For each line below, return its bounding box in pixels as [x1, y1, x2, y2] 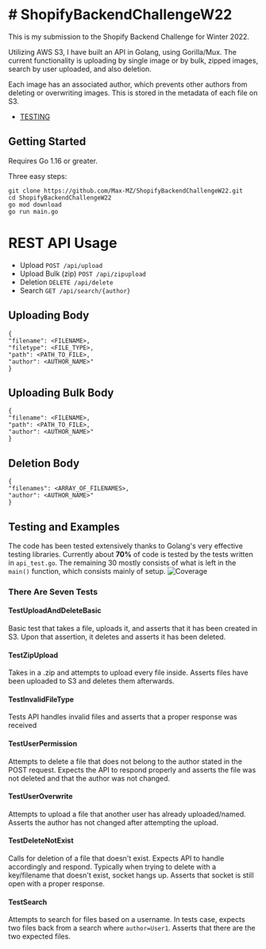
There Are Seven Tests [8, 586, 98, 597]
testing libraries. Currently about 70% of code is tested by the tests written [8, 549, 253, 559]
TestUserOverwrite [8, 792, 73, 801]
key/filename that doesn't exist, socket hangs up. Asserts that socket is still [8, 870, 254, 880]
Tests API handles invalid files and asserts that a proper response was [8, 712, 238, 722]
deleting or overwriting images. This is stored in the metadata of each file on [8, 87, 258, 97]
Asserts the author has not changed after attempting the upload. [8, 817, 218, 827]
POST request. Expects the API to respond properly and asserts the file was [8, 765, 256, 774]
